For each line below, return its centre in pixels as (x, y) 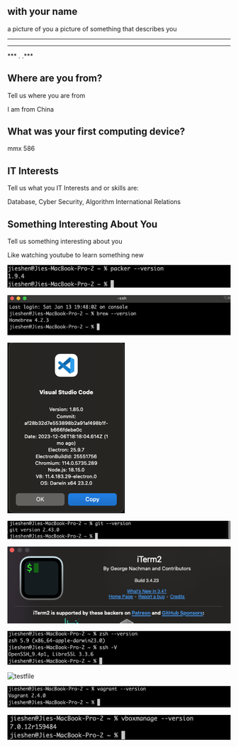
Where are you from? (55, 79)
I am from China (31, 109)
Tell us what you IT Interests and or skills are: (73, 188)
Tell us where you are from (46, 95)
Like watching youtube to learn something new (75, 255)
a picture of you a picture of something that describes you (92, 28)
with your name (42, 12)
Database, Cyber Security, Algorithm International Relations (94, 202)
